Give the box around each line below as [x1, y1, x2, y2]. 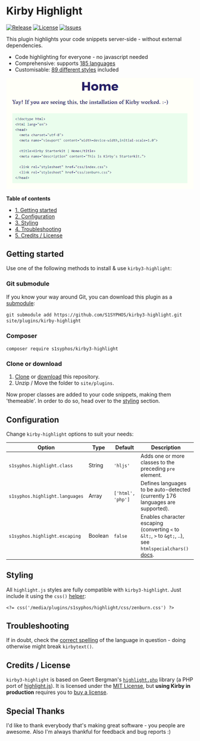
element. [140, 471, 162, 478]
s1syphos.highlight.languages [8, 494, 84, 500]
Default [115, 444, 135, 451]
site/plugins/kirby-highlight [6, 318, 82, 324]
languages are [140, 499, 176, 506]
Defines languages [140, 480, 187, 487]
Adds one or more [140, 452, 185, 460]
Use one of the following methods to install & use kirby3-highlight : [6, 265, 172, 272]
